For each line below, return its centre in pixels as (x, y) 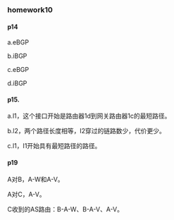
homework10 (30, 10)
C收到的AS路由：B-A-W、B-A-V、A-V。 (65, 209)
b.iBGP (17, 56)
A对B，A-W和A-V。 (36, 179)
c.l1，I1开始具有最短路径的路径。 (54, 146)
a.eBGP (18, 42)
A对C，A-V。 (26, 194)
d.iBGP (17, 83)
